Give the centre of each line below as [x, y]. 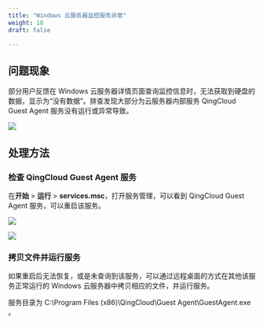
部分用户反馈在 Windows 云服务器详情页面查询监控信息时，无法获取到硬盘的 [131, 91]
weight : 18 [26, 23]
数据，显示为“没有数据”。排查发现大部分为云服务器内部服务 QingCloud [122, 101]
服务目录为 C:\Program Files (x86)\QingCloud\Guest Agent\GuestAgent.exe [130, 303]
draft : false [29, 30]
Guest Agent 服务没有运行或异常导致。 [71, 111]
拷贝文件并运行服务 [44, 257]
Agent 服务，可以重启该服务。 [57, 205]
